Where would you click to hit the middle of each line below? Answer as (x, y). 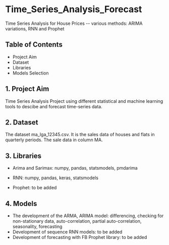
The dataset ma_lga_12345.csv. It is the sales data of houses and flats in (80, 135)
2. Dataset (22, 122)
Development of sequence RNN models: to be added (67, 232)
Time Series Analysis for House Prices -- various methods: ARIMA (74, 23)
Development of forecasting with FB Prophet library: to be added (80, 237)
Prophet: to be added (35, 188)
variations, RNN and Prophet (35, 28)
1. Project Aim (27, 89)
